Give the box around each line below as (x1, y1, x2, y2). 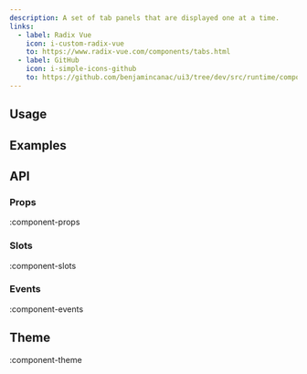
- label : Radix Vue (17, 30, 92, 39)
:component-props (9, 216, 80, 228)
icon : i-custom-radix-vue (26, 38, 125, 48)
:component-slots (9, 260, 77, 271)
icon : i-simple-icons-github (26, 65, 137, 74)
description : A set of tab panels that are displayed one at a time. (9, 13, 281, 23)
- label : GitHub (17, 56, 79, 65)
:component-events (9, 303, 84, 315)
